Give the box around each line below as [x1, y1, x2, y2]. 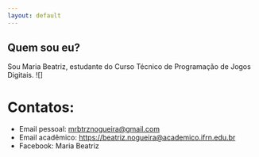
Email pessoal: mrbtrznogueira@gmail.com [18, 124, 160, 134]
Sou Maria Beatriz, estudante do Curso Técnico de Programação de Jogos [7, 62, 251, 71]
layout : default [7, 11, 61, 20]
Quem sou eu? [7, 41, 81, 55]
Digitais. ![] [7, 71, 43, 80]
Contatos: [7, 98, 75, 116]
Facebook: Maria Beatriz [18, 141, 100, 151]
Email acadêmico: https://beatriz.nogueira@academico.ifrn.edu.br [18, 132, 236, 143]
